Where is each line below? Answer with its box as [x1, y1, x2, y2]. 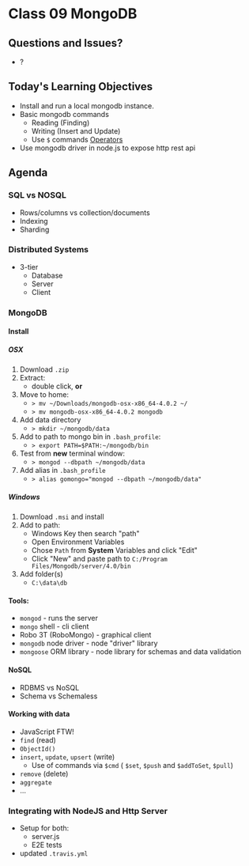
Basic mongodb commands [19, 109, 109, 119]
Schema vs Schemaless [19, 691, 98, 701]
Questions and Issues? [8, 36, 123, 50]
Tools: [8, 596, 29, 605]
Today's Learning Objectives [8, 80, 153, 93]
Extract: [19, 373, 46, 383]
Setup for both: [19, 823, 70, 833]
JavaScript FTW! [19, 727, 75, 736]
